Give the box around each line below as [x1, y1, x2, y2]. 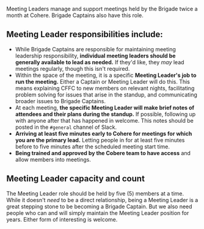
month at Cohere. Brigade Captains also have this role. [6, 12, 144, 19]
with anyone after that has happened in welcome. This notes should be [15, 117, 194, 124]
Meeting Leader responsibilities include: [6, 29, 163, 40]
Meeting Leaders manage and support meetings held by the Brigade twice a [6, 5, 198, 12]
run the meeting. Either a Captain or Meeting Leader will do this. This [15, 78, 191, 85]
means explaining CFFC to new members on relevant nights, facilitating [15, 84, 195, 92]
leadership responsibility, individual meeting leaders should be [15, 52, 176, 59]
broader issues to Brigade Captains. [15, 97, 106, 104]
